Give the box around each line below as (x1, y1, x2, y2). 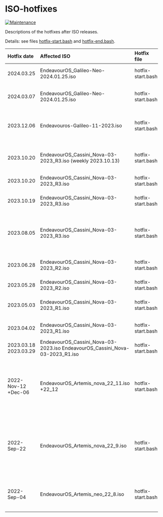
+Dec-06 (7, 389, 30, 396)
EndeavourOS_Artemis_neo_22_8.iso (40, 491, 125, 498)
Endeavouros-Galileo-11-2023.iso (40, 122, 122, 129)
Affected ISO (40, 52, 70, 59)
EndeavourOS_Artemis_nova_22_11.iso (40, 380, 130, 387)
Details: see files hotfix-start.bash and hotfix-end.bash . (5, 38, 115, 44)
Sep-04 (7, 494, 26, 501)
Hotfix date (7, 52, 34, 59)
